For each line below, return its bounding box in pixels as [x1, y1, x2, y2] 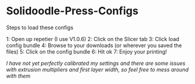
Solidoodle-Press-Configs [6, 4, 139, 18]
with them [6, 72, 31, 79]
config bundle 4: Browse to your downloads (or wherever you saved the [6, 42, 183, 49]
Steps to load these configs [6, 24, 74, 31]
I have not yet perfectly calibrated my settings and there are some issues [6, 60, 185, 67]
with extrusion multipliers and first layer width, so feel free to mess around [6, 66, 189, 73]
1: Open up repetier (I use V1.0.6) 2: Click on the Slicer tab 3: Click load [6, 35, 180, 42]
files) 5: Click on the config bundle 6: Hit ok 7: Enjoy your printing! [6, 48, 168, 55]
